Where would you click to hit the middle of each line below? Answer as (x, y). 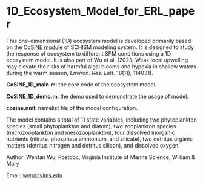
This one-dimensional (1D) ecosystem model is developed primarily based (99, 41)
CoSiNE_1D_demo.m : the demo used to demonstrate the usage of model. (98, 96)
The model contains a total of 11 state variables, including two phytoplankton (101, 120)
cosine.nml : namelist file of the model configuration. (72, 108)
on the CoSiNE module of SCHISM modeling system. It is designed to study (100, 47)
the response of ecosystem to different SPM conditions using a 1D (89, 53)
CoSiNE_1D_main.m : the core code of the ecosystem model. (82, 84)
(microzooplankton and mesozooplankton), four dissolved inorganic (91, 132)
